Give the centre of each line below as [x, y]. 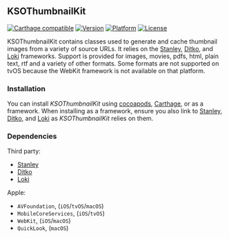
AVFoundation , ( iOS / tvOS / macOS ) [60, 206]
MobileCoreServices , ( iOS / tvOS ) [61, 213]
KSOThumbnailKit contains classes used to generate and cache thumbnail [112, 41]
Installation [27, 88]
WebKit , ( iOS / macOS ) [44, 221]
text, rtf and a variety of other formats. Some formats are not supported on [113, 63]
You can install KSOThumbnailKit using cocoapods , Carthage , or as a [105, 104]
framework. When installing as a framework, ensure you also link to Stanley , [115, 111]
